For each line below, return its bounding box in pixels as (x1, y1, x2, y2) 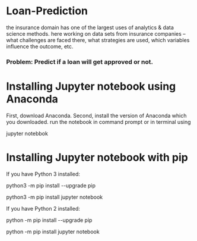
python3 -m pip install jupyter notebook (6, 193, 103, 201)
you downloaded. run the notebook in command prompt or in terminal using (6, 118, 191, 126)
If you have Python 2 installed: (6, 205, 80, 212)
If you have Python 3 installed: (6, 170, 80, 177)
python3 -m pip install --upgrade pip (6, 181, 96, 189)
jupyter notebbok (6, 130, 49, 137)
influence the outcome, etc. (6, 43, 74, 50)
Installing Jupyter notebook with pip (6, 151, 188, 164)
